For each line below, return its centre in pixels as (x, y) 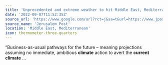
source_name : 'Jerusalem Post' (38, 24)
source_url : (17, 19)
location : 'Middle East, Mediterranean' (48, 28)
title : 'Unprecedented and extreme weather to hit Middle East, (73, 10)
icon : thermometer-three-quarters (41, 33)
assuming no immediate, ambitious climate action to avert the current (77, 52)
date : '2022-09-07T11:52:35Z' (37, 14)
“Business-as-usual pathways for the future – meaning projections (73, 47)
